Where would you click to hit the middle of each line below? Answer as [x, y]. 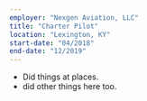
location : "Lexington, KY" [60, 34]
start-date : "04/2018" [52, 43]
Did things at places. [60, 77]
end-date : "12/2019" [48, 51]
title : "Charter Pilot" [54, 26]
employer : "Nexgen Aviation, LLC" [74, 18]
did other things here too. [69, 87]
